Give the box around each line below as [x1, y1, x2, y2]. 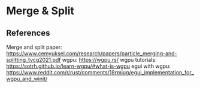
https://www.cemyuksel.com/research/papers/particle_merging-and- [6, 50, 178, 57]
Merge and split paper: [6, 43, 63, 51]
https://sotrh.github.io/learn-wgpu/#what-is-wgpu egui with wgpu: [6, 62, 171, 70]
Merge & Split [6, 4, 75, 18]
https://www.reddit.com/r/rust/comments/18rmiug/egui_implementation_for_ [6, 69, 195, 76]
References [6, 28, 50, 38]
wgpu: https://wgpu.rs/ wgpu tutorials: [62, 56, 157, 63]
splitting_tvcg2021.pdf [6, 56, 61, 63]
